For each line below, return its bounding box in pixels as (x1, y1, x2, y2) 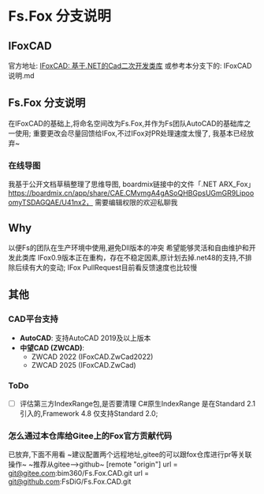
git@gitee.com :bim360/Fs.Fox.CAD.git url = (8, 469, 150, 478)
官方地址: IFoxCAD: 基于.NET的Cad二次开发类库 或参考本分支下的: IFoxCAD (8, 61, 252, 70)
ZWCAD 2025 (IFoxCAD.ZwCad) (31, 360, 136, 369)
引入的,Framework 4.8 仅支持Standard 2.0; (19, 408, 158, 418)
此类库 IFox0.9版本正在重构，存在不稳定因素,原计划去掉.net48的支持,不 (14, 253, 246, 262)
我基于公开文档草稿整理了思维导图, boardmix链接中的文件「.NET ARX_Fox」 (8, 179, 255, 189)
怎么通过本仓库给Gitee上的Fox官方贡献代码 (8, 430, 173, 441)
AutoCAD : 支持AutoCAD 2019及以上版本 (19, 333, 151, 342)
